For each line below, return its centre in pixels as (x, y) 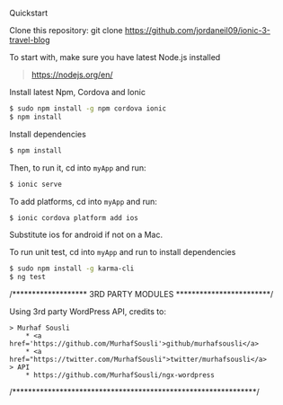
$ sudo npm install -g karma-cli (72, 269)
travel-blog (30, 40)
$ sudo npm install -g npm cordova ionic (88, 109)
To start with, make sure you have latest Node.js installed (115, 57)
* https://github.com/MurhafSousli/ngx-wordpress (120, 375)
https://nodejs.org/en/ (72, 75)
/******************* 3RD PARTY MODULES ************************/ (141, 295)
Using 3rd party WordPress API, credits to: (88, 312)
